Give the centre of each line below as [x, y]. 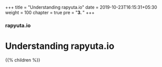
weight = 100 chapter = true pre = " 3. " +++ [50, 12]
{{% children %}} [23, 60]
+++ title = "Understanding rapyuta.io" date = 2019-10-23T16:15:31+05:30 [81, 7]
